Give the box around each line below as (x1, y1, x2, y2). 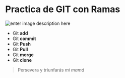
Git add (12, 30, 28, 36)
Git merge (12, 52, 34, 58)
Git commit (12, 35, 36, 42)
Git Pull (12, 46, 28, 52)
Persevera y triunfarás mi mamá (17, 67, 85, 73)
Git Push (12, 41, 31, 47)
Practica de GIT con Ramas (5, 4, 120, 15)
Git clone (12, 57, 32, 63)
